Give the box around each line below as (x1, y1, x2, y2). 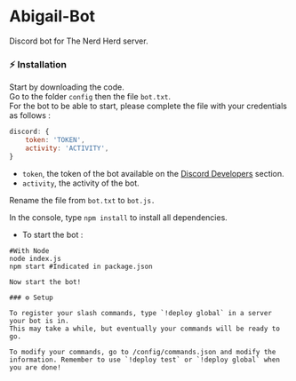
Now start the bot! (9, 277, 82, 286)
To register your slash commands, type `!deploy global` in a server (9, 308, 273, 317)
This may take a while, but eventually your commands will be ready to (9, 324, 280, 333)
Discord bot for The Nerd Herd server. (9, 36, 148, 46)
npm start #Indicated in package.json (9, 262, 153, 271)
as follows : (9, 110, 52, 121)
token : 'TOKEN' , (25, 136, 86, 145)
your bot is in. (9, 316, 69, 325)
